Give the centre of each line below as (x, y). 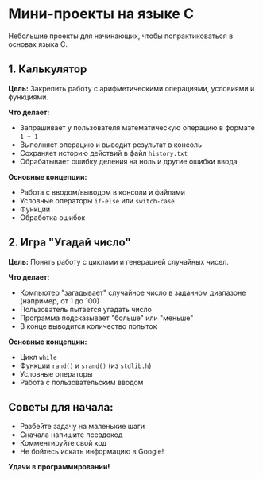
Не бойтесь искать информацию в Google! (92, 452)
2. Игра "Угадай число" (70, 243)
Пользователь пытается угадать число (86, 309)
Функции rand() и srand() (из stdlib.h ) (85, 365)
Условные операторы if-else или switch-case (97, 200)
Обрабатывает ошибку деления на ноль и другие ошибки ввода (128, 161)
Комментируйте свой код (63, 443)
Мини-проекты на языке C (101, 14)
